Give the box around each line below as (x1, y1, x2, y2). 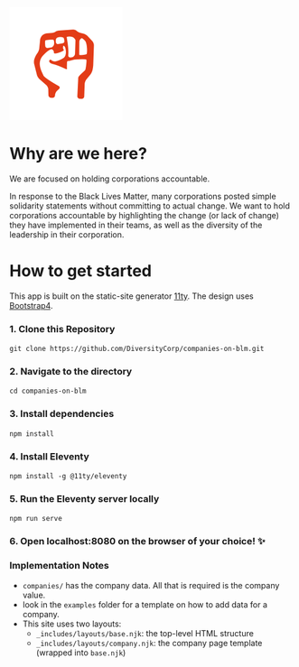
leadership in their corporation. (9, 228, 125, 240)
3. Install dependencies (9, 408, 115, 421)
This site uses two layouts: (22, 618, 122, 629)
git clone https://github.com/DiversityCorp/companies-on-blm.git (9, 345, 265, 354)
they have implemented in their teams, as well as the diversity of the (9, 219, 263, 230)
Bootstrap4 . (9, 300, 53, 310)
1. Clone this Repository (9, 322, 116, 335)
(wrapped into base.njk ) (35, 647, 126, 658)
